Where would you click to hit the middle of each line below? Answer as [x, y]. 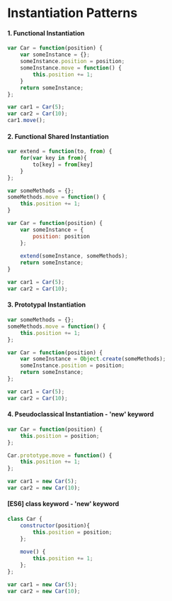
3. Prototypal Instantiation [47, 305]
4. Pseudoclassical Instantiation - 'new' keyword [81, 414]
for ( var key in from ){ [53, 158]
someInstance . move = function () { [71, 68]
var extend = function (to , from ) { [60, 151]
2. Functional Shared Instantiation [58, 136]
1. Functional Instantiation [46, 33]
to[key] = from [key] [63, 165]
